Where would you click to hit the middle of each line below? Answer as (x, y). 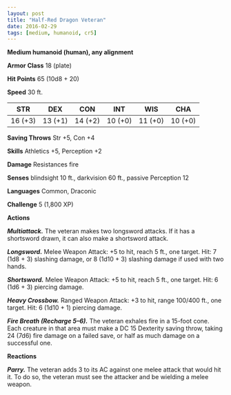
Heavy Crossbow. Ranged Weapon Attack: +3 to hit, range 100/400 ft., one (114, 301)
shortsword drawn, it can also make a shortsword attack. (88, 239)
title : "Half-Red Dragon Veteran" (57, 20)
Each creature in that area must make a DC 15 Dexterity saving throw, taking (115, 328)
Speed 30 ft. (25, 92)
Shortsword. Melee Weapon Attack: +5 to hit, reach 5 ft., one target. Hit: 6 (113, 280)
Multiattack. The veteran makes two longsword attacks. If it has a (101, 231)
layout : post (26, 13)
